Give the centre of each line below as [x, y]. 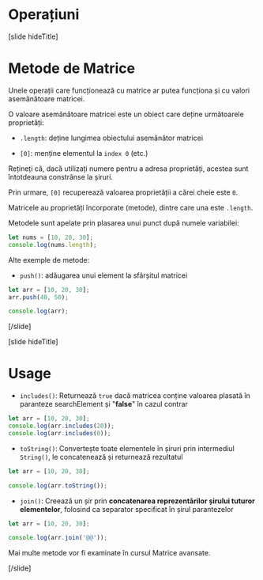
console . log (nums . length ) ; [53, 245]
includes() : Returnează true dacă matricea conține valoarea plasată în [135, 396]
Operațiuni [44, 15]
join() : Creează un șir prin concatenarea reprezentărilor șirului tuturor [137, 501]
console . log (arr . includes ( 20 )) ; [61, 426]
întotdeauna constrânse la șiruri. [60, 176]
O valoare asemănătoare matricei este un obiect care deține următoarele [126, 114]
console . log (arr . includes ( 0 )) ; [60, 433]
